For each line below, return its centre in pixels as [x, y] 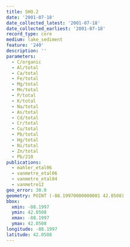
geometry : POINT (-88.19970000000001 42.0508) [65, 195]
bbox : [13, 201]
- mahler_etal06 [32, 168]
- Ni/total [25, 145]
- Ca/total [25, 73]
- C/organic [27, 62]
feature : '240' [25, 46]
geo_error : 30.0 [26, 190]
